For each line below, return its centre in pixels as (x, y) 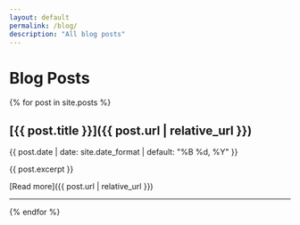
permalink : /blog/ (43, 26)
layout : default (39, 17)
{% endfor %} (35, 212)
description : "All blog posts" (67, 34)
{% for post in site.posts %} (60, 102)
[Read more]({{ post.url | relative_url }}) (81, 187)
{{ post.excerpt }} (42, 169)
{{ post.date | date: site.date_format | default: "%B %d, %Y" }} (124, 152)
